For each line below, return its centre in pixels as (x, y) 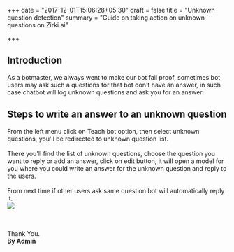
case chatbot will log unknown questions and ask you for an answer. (105, 92)
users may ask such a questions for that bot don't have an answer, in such (114, 85)
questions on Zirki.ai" (38, 25)
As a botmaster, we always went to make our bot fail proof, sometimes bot (114, 77)
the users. (22, 176)
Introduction (35, 61)
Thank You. (24, 233)
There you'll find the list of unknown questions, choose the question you (111, 153)
